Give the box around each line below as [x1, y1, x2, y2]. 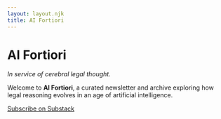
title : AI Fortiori [7, 17, 65, 24]
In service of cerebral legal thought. [7, 70, 111, 78]
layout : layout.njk [7, 10, 65, 17]
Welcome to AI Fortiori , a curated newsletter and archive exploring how [7, 83, 214, 92]
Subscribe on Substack [7, 104, 75, 113]
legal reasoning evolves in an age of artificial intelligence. [7, 91, 173, 99]
